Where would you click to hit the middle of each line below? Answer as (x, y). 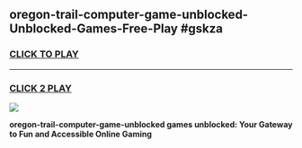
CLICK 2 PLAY (40, 88)
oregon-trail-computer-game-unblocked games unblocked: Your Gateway (151, 124)
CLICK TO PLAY (44, 55)
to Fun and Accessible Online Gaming (81, 134)
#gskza (201, 29)
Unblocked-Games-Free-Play (93, 29)
